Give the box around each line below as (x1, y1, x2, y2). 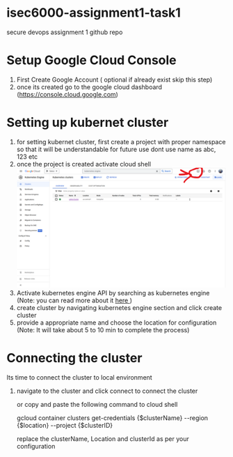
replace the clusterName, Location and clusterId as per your (16, 434, 189, 443)
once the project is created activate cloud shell (16, 160, 151, 168)
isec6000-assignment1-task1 (6, 5, 182, 21)
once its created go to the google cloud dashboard (16, 82, 163, 91)
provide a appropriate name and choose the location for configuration (16, 318, 217, 327)
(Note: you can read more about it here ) (16, 296, 133, 304)
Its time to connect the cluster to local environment (6, 373, 152, 381)
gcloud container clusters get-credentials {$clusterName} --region (16, 413, 209, 422)
